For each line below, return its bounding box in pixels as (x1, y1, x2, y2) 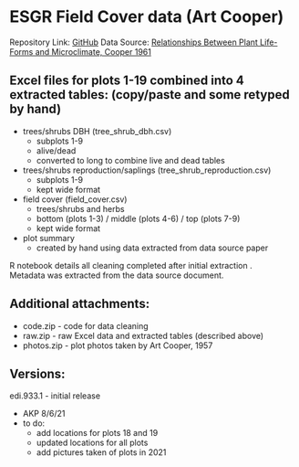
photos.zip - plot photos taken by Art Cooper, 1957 (22, 340, 213, 351)
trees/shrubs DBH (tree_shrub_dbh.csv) (22, 125, 172, 136)
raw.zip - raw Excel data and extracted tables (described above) (22, 330, 264, 341)
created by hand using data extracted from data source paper (36, 242, 269, 253)
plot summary (22, 232, 76, 243)
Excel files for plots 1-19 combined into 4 (9, 73, 244, 89)
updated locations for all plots (36, 437, 149, 449)
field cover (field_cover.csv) (22, 194, 128, 205)
